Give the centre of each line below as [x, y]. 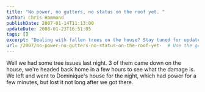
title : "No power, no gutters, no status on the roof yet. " [86, 12]
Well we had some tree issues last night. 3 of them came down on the [94, 63]
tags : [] [17, 34]
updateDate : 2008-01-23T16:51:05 [49, 29]
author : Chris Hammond [35, 18]
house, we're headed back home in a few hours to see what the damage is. [101, 69]
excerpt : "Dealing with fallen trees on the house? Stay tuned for [94, 40]
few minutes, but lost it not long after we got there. [70, 82]
